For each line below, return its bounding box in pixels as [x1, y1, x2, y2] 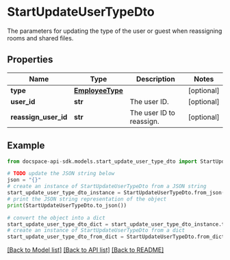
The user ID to [129, 107, 176, 117]
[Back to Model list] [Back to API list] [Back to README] [7, 246, 164, 254]
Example [7, 140, 45, 151]
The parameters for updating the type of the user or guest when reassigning [7, 27, 222, 35]
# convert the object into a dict [7, 214, 106, 221]
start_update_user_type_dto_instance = [7, 190, 121, 196]
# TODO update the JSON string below [7, 170, 115, 177]
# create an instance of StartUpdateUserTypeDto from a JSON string [7, 183, 207, 190]
